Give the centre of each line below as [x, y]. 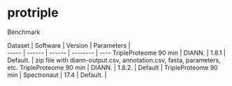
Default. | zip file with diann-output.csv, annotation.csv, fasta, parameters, [114, 60]
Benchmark [24, 32]
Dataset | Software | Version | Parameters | [69, 45]
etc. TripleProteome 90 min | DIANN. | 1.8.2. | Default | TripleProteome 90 [113, 67]
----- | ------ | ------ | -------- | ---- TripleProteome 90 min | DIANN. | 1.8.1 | [116, 53]
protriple [33, 13]
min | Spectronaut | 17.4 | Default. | [57, 75]
